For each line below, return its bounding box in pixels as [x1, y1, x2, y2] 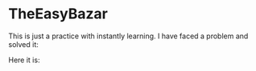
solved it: [8, 39, 39, 49]
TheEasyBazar [8, 5, 109, 23]
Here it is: [8, 55, 40, 65]
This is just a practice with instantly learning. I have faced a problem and [8, 31, 249, 41]
